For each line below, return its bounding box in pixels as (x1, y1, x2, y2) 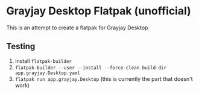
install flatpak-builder (14, 57, 72, 64)
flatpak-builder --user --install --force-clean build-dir (14, 65, 167, 71)
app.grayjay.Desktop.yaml (14, 70, 80, 76)
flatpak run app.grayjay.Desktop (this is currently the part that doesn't (14, 75, 193, 82)
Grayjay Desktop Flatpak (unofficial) (6, 4, 191, 18)
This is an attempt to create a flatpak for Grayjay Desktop (6, 24, 148, 31)
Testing (6, 41, 36, 51)
